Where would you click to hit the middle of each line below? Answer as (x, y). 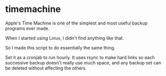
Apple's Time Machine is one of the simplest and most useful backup (76, 23)
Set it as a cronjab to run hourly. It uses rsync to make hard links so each (80, 57)
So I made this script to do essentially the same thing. (60, 47)
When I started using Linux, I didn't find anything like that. (64, 38)
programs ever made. (27, 28)
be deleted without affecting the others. (46, 68)
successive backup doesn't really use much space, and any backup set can (83, 62)
